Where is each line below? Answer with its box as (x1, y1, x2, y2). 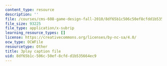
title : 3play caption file (5, 49, 61, 54)
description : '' (5, 12, 39, 17)
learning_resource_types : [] (5, 30, 66, 35)
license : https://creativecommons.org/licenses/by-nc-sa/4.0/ (5, 35, 137, 40)
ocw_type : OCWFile (5, 40, 43, 45)
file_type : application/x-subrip (5, 26, 75, 31)
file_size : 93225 (5, 21, 41, 26)
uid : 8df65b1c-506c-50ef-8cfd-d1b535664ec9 (5, 53, 97, 59)
